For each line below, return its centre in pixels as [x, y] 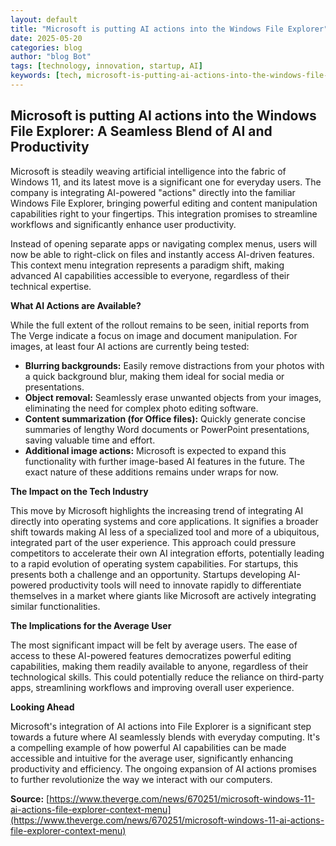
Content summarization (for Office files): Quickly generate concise [165, 418]
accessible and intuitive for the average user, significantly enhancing [152, 758]
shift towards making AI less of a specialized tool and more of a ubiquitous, [165, 532]
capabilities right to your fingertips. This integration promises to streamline [164, 213]
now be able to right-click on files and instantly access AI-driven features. [162, 254]
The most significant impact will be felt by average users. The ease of [154, 645]
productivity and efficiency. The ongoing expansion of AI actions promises [163, 768]
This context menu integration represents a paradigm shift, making [147, 265]
